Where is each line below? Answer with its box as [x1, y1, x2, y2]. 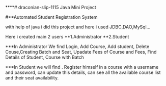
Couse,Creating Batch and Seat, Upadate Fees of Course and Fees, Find [5, 49, 157, 55]
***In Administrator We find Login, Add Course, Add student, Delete [5, 44, 150, 50]
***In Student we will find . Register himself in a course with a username [5, 64, 159, 70]
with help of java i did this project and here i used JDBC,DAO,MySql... [5, 24, 151, 30]
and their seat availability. [5, 75, 59, 80]
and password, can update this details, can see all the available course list [5, 69, 161, 75]
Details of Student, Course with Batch [5, 54, 84, 60]
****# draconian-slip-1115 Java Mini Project [5, 5, 97, 10]
